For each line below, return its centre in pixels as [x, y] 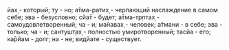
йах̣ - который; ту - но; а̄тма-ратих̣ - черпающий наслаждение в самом [112, 10]
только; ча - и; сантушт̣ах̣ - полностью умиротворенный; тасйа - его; [109, 32]
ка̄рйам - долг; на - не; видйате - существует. [75, 39]
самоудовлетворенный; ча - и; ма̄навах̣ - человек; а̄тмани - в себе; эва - [115, 24]
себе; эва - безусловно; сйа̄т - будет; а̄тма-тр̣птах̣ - [84, 17]
